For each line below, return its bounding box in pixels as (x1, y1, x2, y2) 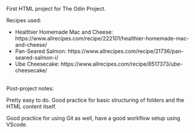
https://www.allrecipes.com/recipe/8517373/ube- (60, 60, 183, 67)
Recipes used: (6, 17, 42, 23)
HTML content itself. (6, 103, 57, 110)
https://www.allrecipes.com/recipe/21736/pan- (67, 48, 184, 55)
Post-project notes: (6, 85, 54, 92)
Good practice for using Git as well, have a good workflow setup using (6, 114, 181, 122)
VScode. (6, 121, 28, 128)
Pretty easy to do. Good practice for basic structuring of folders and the (6, 96, 185, 104)
